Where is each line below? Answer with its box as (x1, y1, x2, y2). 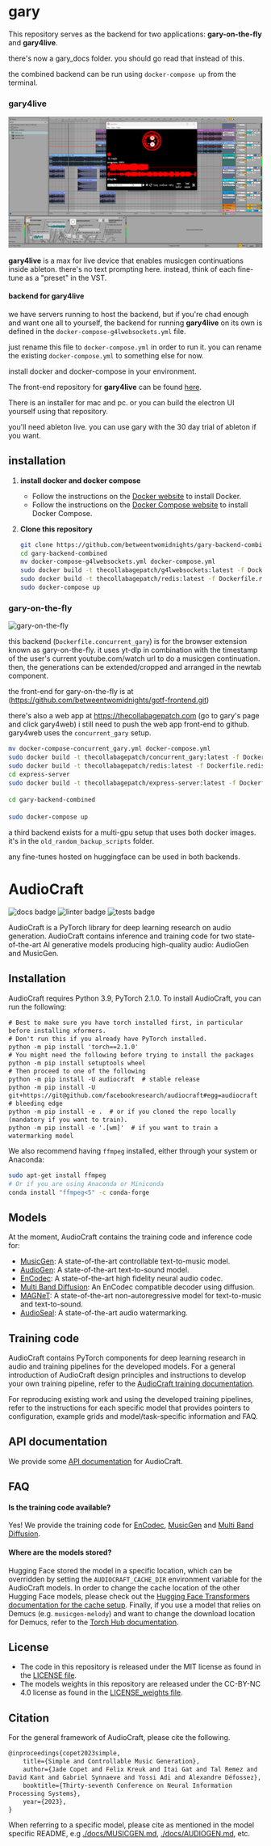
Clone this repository (19, 524, 93, 534)
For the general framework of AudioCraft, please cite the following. (8, 1733, 231, 1742)
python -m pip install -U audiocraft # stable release (8, 1075, 200, 1083)
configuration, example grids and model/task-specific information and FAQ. (8, 1412, 258, 1421)
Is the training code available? (8, 1502, 111, 1512)
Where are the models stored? (8, 1548, 112, 1557)
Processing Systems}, (8, 1790, 81, 1798)
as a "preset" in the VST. (25, 273, 107, 282)
